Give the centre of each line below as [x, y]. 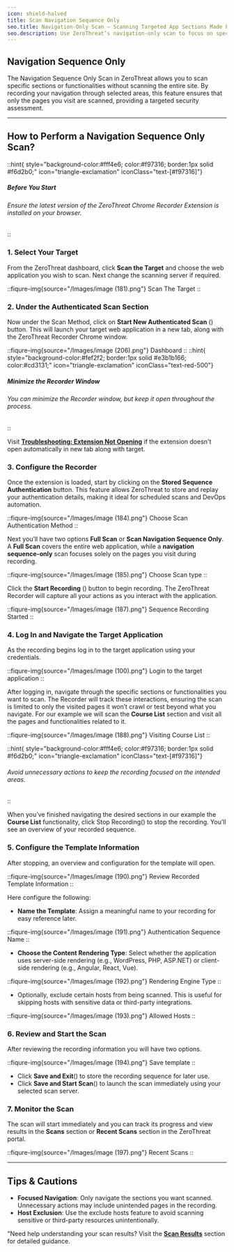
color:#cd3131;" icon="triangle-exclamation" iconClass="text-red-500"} [110, 365]
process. [20, 407]
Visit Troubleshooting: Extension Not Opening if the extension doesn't [109, 442]
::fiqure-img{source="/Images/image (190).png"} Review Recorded [103, 876]
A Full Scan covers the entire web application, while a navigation [101, 546]
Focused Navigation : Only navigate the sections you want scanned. [115, 1198]
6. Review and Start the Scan [57, 1033]
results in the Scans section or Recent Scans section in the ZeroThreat [109, 1132]
